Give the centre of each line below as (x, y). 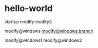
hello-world (29, 8)
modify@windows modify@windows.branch (49, 31)
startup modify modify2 (28, 22)
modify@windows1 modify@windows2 (43, 40)
